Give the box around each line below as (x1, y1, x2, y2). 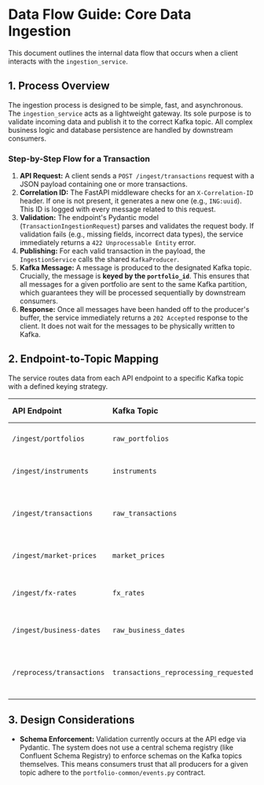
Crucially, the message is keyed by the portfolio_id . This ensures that (19, 271, 250, 281)
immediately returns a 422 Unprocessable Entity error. (19, 238, 196, 248)
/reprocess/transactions (12, 668, 105, 677)
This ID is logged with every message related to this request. (19, 204, 216, 214)
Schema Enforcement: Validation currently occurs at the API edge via (19, 734, 247, 743)
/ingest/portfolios (12, 434, 85, 443)
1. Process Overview (8, 79, 110, 93)
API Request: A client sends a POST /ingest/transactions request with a (19, 171, 255, 181)
